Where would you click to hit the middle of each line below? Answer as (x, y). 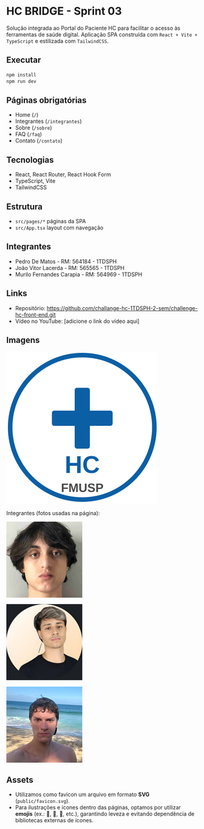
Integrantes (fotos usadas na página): (53, 513)
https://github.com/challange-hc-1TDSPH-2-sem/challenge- (122, 308)
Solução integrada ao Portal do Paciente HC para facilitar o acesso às (93, 28)
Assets (20, 780)
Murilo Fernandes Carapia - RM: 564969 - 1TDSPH (79, 274)
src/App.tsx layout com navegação (59, 227)
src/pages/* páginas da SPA (50, 221)
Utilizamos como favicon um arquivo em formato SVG (82, 794)
